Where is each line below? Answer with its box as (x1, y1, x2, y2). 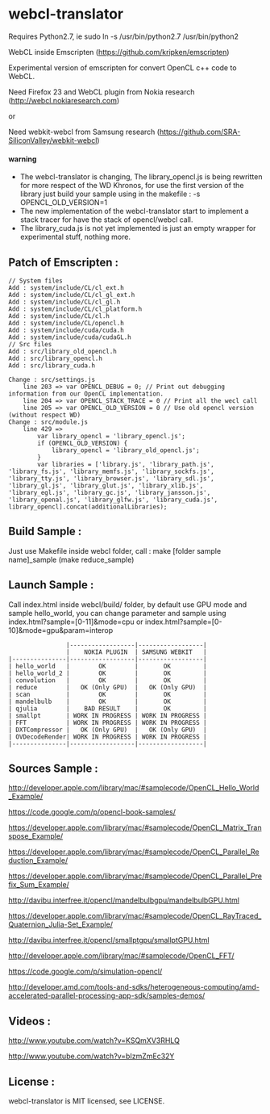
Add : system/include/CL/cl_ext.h (8, 283, 125, 291)
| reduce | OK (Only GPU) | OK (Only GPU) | (8, 683, 207, 691)
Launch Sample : (8, 578, 94, 592)
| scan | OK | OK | (8, 690, 207, 698)
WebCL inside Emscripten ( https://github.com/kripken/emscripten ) (8, 47, 230, 57)
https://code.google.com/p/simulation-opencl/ (8, 966, 163, 977)
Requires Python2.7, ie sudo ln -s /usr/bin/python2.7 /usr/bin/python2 (8, 31, 239, 41)
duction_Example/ (8, 856, 69, 865)
